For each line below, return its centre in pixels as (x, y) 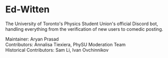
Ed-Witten (27, 9)
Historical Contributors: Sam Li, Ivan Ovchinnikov (57, 50)
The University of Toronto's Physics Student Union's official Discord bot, (82, 24)
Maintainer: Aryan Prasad (32, 39)
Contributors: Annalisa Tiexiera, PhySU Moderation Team (66, 44)
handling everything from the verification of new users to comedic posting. (84, 29)
